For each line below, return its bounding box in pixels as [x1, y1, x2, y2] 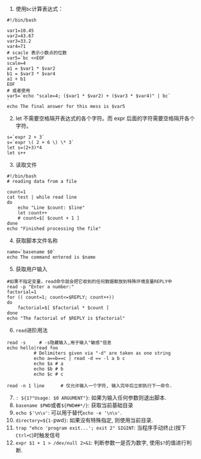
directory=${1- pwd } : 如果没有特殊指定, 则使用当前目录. [15, 416, 154, 424]
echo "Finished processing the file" [7, 226, 101, 232]
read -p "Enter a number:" [7, 284, 74, 290]
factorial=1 [7, 289, 37, 295]
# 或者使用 [7, 88, 31, 94]
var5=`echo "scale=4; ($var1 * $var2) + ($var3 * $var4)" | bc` [7, 93, 171, 99]
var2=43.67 [7, 33, 34, 39]
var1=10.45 [7, 28, 34, 34]
